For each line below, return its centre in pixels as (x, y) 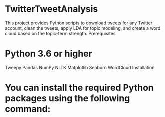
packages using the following (68, 98)
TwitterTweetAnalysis (52, 9)
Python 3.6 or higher (49, 54)
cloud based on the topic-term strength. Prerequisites (60, 33)
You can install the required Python (79, 88)
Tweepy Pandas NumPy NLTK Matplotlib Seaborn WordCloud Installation (80, 67)
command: (28, 109)
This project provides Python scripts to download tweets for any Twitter (79, 23)
